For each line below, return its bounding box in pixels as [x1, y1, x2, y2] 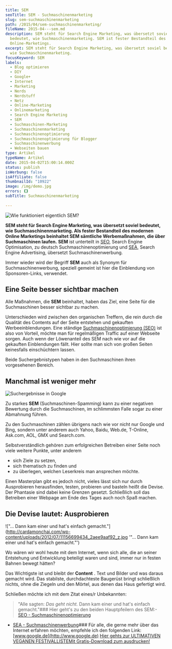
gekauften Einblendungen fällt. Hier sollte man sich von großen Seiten [5, 341, 153, 348]
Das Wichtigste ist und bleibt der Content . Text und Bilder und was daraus [5, 570, 164, 577]
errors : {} [5, 189, 29, 194]
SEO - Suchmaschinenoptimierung [17, 612, 91, 618]
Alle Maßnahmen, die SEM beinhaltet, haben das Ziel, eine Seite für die [5, 298, 155, 305]
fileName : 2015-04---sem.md [5, 27, 66, 32]
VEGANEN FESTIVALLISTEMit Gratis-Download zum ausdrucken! [12, 638, 150, 644]
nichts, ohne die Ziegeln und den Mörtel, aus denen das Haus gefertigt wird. [5, 581, 166, 587]
